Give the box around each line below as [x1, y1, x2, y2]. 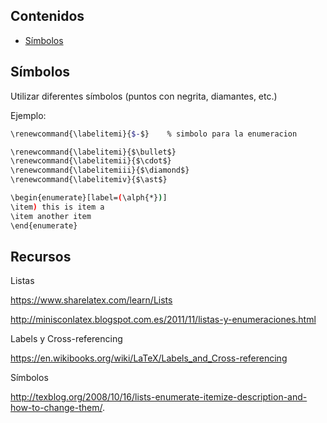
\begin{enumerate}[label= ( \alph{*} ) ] [10, 193, 168, 203]
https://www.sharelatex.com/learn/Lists [10, 294, 173, 306]
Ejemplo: [10, 109, 47, 121]
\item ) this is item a [10, 202, 105, 212]
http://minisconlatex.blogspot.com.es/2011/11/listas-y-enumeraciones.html [10, 314, 317, 326]
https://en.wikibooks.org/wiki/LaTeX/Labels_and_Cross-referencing [10, 352, 288, 364]
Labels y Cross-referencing [10, 333, 123, 345]
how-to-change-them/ [10, 402, 103, 414]
